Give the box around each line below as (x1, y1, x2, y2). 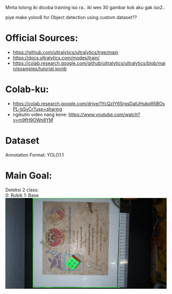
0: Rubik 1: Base (5, 192, 39, 198)
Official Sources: (5, 32, 78, 44)
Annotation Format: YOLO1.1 (5, 151, 64, 158)
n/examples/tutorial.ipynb (12, 65, 67, 71)
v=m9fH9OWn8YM (12, 116, 53, 123)
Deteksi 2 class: (5, 187, 39, 193)
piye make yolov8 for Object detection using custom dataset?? (5, 14, 137, 20)
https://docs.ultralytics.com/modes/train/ (12, 54, 100, 61)
